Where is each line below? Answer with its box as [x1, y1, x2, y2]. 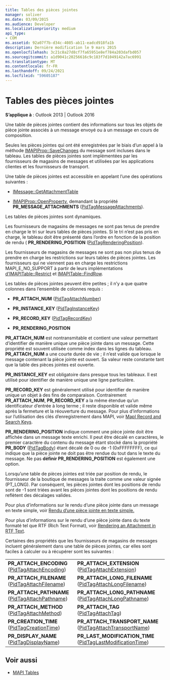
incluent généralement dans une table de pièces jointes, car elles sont [5, 543, 151, 549]
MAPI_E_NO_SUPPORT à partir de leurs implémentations [5, 265, 123, 271]
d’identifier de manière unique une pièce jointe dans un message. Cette [5, 340, 154, 346]
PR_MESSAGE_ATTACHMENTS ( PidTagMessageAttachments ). [12, 203, 144, 210]
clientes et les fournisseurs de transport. [5, 163, 90, 169]
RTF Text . [5, 528, 25, 534]
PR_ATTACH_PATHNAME [8, 588, 69, 596]
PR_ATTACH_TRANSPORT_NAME [77, 618, 159, 625]
